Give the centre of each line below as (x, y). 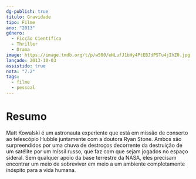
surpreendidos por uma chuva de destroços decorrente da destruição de (94, 145)
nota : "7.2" (21, 71)
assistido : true (26, 66)
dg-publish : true (27, 11)
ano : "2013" (21, 28)
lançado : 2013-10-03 (31, 60)
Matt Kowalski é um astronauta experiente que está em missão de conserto (97, 133)
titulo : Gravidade (28, 17)
